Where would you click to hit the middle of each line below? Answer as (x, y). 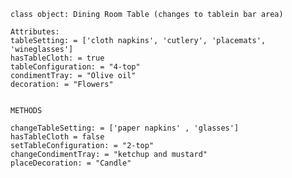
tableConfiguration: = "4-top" (75, 67)
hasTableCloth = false (57, 137)
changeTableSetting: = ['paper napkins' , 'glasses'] (125, 128)
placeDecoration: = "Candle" (71, 163)
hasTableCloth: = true (57, 58)
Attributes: (35, 32)
